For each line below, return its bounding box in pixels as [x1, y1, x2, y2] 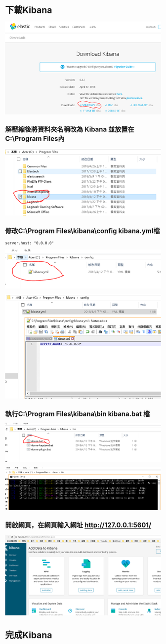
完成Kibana [5, 629, 52, 641]
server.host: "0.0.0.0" [5, 241, 54, 246]
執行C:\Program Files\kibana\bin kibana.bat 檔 [5, 409, 150, 418]
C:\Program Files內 [5, 134, 65, 143]
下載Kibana [5, 4, 52, 16]
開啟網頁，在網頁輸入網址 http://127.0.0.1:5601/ [5, 521, 152, 529]
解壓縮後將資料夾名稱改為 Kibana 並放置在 [5, 125, 134, 134]
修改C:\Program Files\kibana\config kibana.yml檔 [5, 227, 160, 235]
